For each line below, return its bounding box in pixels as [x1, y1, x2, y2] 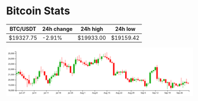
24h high [80, 26, 104, 33]
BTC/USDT [9, 26, 37, 33]
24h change [42, 26, 73, 33]
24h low [114, 26, 136, 33]
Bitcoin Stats [6, 4, 71, 18]
